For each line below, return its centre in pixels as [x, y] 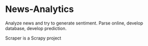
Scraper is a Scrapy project [33, 38]
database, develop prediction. [36, 28]
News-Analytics [39, 9]
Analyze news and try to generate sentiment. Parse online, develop [74, 23]
